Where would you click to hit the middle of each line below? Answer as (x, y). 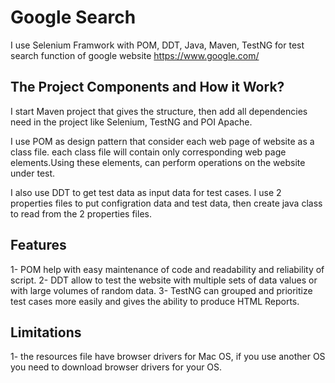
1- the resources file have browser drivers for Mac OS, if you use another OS (168, 357)
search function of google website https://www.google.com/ (135, 55)
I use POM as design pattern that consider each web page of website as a (162, 141)
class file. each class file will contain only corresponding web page (148, 152)
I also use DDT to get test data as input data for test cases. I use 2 (146, 192)
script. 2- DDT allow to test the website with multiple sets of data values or (164, 280)
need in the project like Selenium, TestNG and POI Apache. (131, 122)
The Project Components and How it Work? (147, 87)
